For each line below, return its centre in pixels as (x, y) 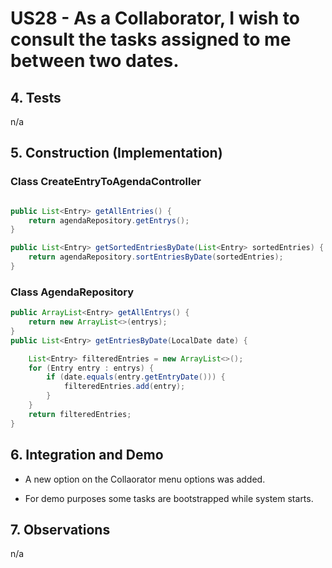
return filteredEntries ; (80, 414)
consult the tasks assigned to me (151, 39)
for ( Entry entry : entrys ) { (91, 368)
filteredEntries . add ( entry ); (124, 387)
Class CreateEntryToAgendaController (106, 182)
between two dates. (95, 61)
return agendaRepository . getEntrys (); (109, 220)
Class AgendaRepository (72, 292)
